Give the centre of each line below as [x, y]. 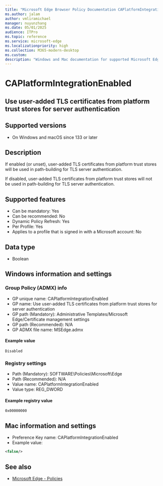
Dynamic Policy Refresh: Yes [41, 222]
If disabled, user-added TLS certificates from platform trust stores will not [79, 179]
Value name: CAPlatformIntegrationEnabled [55, 384]
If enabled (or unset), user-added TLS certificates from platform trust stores [81, 164]
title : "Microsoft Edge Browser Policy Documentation [61, 9]
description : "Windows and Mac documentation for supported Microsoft [78, 59]
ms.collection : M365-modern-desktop [42, 50]
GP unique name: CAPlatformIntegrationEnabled [60, 299]
